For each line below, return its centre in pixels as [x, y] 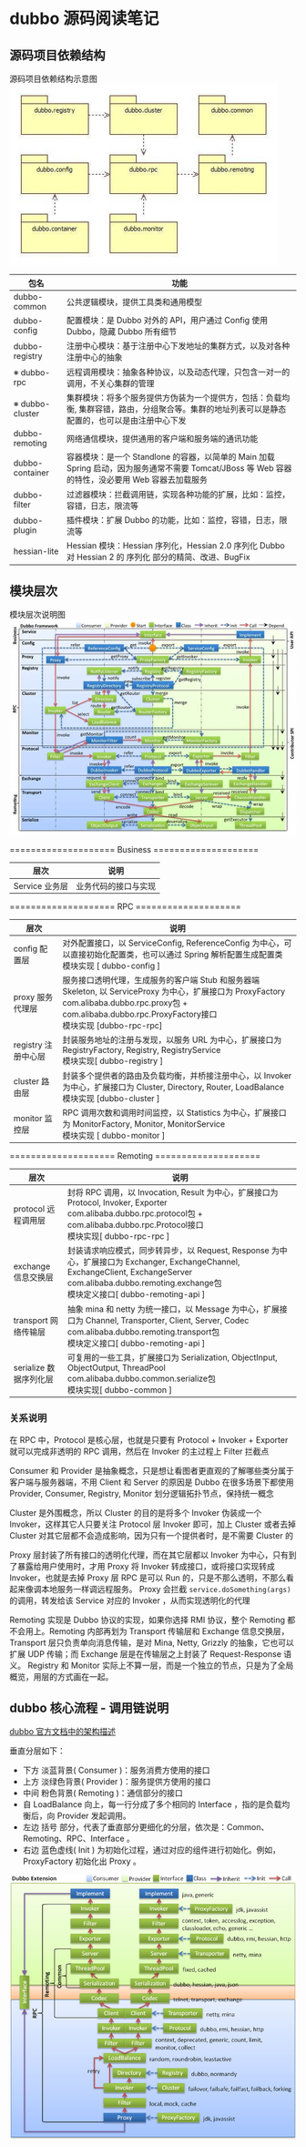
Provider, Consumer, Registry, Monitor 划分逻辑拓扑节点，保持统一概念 [142, 1493]
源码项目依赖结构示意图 [53, 79]
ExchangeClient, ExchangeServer [130, 1273]
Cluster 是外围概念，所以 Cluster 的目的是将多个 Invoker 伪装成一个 [136, 1512]
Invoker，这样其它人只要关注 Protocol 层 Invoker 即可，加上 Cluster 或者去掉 [153, 1524]
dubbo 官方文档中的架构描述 [63, 1732]
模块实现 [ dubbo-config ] [112, 966]
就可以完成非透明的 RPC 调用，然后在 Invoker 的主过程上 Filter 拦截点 [139, 1451]
